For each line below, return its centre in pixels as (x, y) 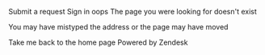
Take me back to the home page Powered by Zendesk (98, 42)
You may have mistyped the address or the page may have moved (118, 27)
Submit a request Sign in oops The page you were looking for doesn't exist (132, 12)
